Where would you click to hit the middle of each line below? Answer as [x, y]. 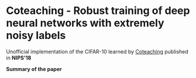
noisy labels [36, 36]
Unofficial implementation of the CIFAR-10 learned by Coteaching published [97, 51]
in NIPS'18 [19, 58]
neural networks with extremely [85, 23]
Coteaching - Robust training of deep [98, 11]
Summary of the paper [34, 69]
